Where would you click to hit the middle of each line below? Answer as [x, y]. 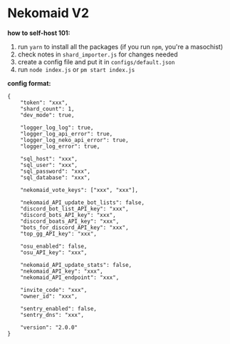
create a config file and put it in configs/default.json [96, 61]
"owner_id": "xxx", [49, 296]
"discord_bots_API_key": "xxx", [68, 215]
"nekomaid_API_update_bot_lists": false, [82, 202]
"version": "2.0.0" [49, 327]
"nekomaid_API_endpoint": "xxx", [70, 277]
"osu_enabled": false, [54, 246]
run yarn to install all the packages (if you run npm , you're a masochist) [120, 46]
